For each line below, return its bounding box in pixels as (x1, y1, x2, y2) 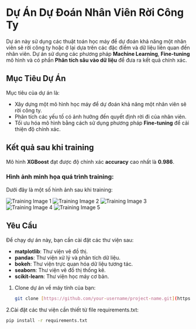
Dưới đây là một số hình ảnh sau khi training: (6, 186, 113, 193)
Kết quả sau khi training (6, 143, 94, 153)
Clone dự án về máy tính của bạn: (14, 284, 96, 291)
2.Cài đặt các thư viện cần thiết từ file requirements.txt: (6, 306, 139, 313)
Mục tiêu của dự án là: (6, 89, 60, 96)
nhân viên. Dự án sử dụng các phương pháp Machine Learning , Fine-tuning (6, 50, 190, 57)
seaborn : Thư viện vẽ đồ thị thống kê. (14, 266, 106, 273)
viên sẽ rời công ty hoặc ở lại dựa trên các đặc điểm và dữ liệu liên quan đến (6, 44, 190, 51)
